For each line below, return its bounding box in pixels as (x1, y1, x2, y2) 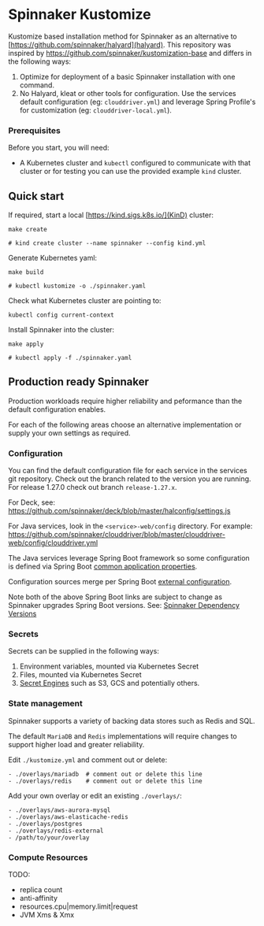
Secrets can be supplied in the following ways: (8, 646, 159, 656)
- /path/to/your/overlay (8, 833, 90, 842)
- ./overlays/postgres (8, 820, 83, 828)
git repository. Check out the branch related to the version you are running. (8, 474, 251, 483)
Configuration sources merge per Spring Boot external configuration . (8, 577, 232, 587)
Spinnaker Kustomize (8, 6, 151, 24)
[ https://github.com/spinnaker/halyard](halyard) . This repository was (8, 39, 232, 49)
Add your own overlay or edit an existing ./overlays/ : (8, 791, 183, 800)
